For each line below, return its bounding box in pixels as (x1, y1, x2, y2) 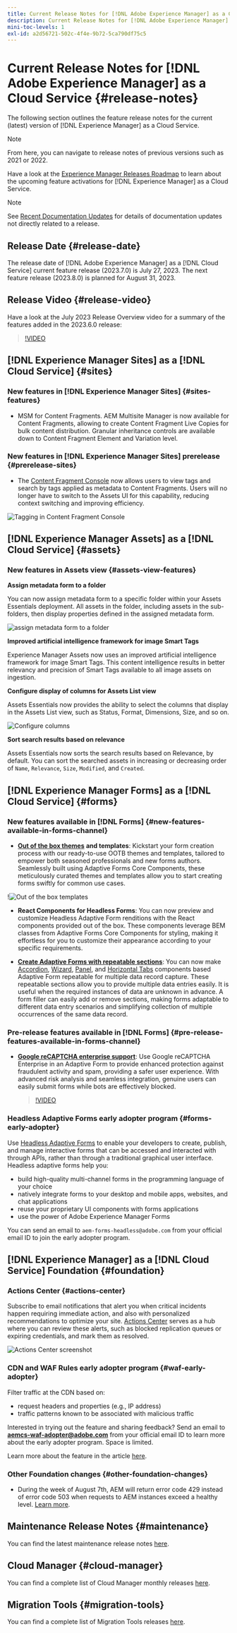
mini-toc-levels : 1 (7, 23, 65, 30)
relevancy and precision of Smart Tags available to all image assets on (7, 666, 212, 674)
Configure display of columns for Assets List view (7, 687, 157, 696)
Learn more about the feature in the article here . (7, 1451, 147, 1460)
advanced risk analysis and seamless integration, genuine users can (17, 1075, 217, 1083)
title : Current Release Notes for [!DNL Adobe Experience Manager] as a (7, 10, 226, 18)
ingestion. (7, 673, 37, 681)
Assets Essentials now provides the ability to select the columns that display (7, 700, 229, 709)
